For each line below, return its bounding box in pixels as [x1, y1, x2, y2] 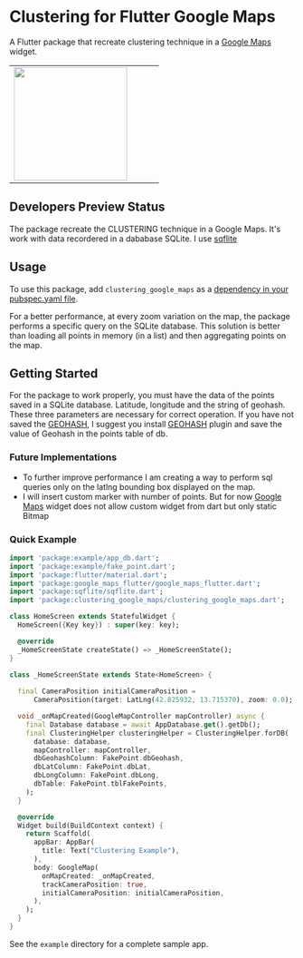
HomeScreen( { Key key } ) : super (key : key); [17, 621, 180, 630]
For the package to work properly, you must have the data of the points [9, 390, 275, 401]
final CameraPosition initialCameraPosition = [17, 687, 196, 696]
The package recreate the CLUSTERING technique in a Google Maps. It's [9, 223, 281, 234]
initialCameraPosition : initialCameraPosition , [42, 888, 224, 897]
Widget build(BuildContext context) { [17, 821, 165, 830]
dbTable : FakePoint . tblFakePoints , [33, 779, 168, 788]
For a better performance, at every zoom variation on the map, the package [9, 310, 291, 321]
